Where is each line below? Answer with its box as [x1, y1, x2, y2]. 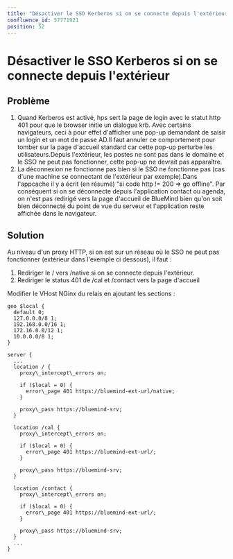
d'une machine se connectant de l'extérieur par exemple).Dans [17, 173, 198, 181]
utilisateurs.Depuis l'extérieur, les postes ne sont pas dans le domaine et [17, 150, 224, 159]
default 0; [13, 309, 45, 316]
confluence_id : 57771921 [7, 17, 79, 24]
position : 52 [7, 23, 45, 30]
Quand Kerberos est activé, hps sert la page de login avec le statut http [17, 114, 221, 122]
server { [7, 352, 33, 359]
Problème [7, 95, 50, 107]
